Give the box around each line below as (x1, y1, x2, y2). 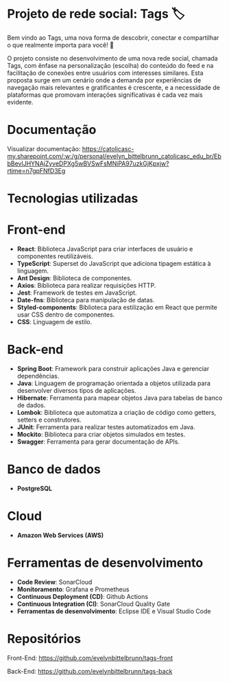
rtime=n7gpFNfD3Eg (7, 166, 66, 174)
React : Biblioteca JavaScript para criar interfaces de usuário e (16, 245, 193, 253)
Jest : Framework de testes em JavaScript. (16, 288, 137, 297)
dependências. (16, 372, 60, 380)
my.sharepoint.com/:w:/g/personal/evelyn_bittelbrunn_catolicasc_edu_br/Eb (7, 152, 221, 160)
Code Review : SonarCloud (16, 578, 93, 586)
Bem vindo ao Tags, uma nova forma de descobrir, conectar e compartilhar (7, 33, 219, 42)
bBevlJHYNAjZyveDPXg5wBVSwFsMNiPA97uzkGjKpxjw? (7, 159, 169, 168)
